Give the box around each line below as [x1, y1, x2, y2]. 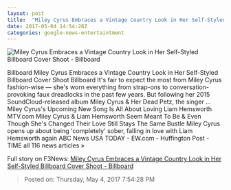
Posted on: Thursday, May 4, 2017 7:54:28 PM [23, 176, 155, 184]
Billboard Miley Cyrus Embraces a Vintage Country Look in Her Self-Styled [7, 69, 219, 77]
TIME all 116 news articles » [7, 141, 85, 150]
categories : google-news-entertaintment [7, 29, 125, 36]
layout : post [7, 10, 45, 17]
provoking [7, 91, 36, 99]
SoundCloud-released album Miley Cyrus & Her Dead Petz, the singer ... [7, 97, 211, 106]
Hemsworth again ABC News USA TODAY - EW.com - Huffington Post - [7, 134, 210, 143]
